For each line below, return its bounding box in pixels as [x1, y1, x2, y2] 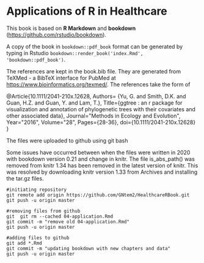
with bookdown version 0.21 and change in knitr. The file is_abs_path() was [6, 155, 195, 163]
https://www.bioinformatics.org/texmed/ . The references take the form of [6, 81, 191, 88]
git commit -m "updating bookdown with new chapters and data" [6, 245, 171, 251]
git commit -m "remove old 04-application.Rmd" [6, 218, 130, 224]
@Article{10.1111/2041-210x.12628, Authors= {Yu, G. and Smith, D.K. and [6, 92, 186, 100]
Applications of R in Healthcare [6, 4, 168, 18]
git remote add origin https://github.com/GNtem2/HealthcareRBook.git [6, 191, 190, 198]
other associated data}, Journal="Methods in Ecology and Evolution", [6, 112, 181, 119]
